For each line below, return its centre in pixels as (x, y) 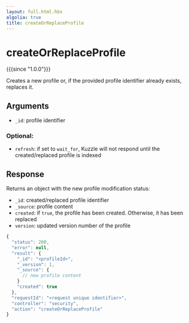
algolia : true (24, 17)
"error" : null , (31, 247)
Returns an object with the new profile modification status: (78, 189)
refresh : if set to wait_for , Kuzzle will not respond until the (87, 149)
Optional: (20, 136)
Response (25, 174)
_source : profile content (44, 207)
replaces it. (20, 87)
